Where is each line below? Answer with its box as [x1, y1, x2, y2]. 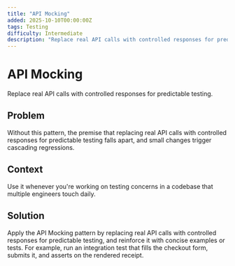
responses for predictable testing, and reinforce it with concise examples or [7, 236, 225, 244]
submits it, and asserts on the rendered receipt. [7, 251, 144, 259]
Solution [7, 210, 45, 222]
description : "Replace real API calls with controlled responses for [7, 36, 215, 43]
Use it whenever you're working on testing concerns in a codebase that [7, 182, 213, 190]
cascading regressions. [7, 143, 75, 151]
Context [7, 164, 43, 176]
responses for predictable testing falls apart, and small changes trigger [7, 136, 212, 144]
